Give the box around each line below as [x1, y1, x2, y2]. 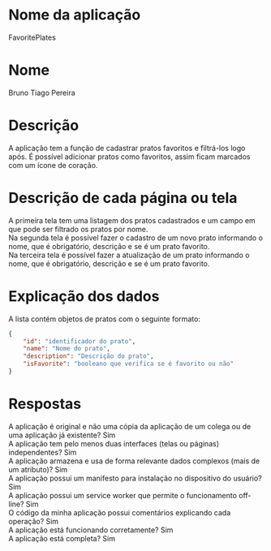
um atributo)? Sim [8, 464, 68, 474]
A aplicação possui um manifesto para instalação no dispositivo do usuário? [8, 473, 262, 483]
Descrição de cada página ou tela [8, 189, 238, 207]
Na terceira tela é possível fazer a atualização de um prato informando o [8, 250, 250, 260]
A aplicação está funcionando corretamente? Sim [8, 525, 174, 535]
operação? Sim [8, 516, 59, 526]
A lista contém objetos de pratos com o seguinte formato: [8, 314, 201, 324]
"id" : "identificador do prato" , [23, 337, 136, 346]
